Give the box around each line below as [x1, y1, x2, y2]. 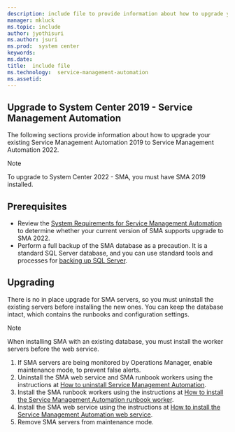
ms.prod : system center [7, 43, 80, 50]
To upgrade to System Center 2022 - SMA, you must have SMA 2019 [7, 173, 206, 181]
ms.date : [7, 56, 33, 63]
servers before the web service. [7, 344, 99, 353]
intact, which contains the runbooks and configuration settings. [7, 309, 190, 319]
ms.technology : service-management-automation [7, 69, 149, 76]
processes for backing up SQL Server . [17, 256, 128, 265]
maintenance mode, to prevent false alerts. [17, 365, 141, 374]
